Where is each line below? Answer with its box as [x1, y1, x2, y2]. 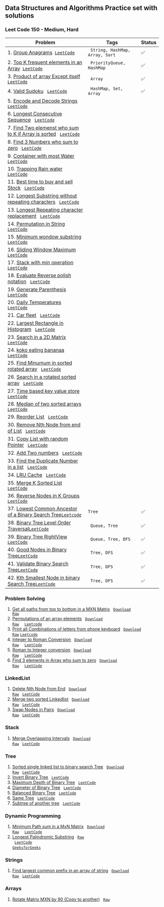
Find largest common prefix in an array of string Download [12, 868, 129, 874]
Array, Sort [87, 52, 116, 58]
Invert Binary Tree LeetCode [12, 774, 69, 780]
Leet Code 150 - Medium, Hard [5, 26, 79, 33]
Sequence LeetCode [7, 116, 55, 123]
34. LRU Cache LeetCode [7, 471, 66, 478]
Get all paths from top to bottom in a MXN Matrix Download [12, 606, 131, 612]
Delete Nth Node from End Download [12, 686, 86, 692]
